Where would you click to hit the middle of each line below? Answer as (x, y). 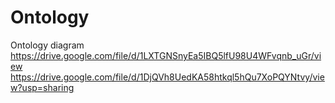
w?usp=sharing (42, 87)
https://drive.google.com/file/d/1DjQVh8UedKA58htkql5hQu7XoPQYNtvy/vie (167, 77)
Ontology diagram (47, 45)
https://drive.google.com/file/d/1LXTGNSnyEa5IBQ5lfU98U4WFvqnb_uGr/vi (166, 55)
